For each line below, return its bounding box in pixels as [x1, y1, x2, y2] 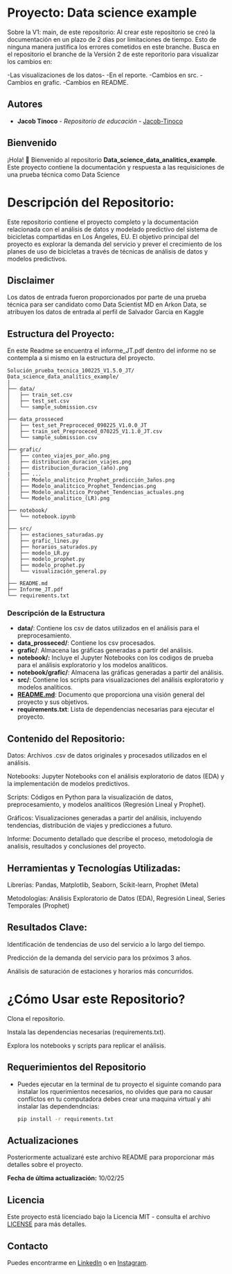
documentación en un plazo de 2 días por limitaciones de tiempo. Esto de [7, 35, 217, 43]
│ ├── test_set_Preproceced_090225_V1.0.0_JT [7, 422, 148, 429]
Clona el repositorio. [7, 1014, 65, 1022]
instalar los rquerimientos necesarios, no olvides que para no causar [17, 1087, 213, 1095]
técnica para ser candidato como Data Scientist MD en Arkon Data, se [7, 300, 207, 309]
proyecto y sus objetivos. [17, 698, 89, 706]
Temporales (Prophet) [7, 901, 70, 910]
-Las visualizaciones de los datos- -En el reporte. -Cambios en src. [7, 71, 199, 79]
